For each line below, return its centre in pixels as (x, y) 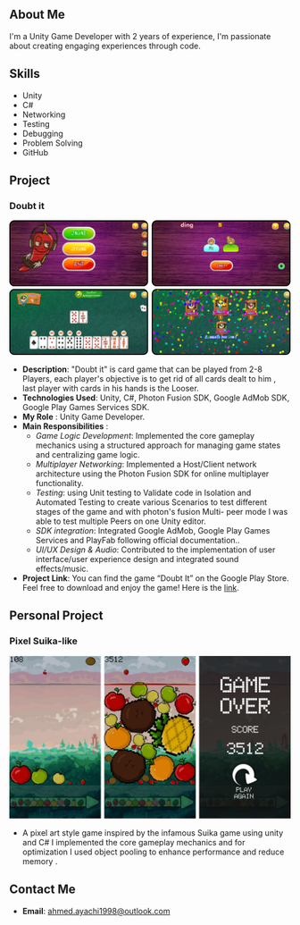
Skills (25, 74)
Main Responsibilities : (65, 426)
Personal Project (56, 616)
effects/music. (62, 568)
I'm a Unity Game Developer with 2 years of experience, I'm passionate (140, 36)
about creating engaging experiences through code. (105, 46)
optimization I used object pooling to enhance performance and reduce (153, 852)
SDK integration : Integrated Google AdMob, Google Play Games (153, 530)
